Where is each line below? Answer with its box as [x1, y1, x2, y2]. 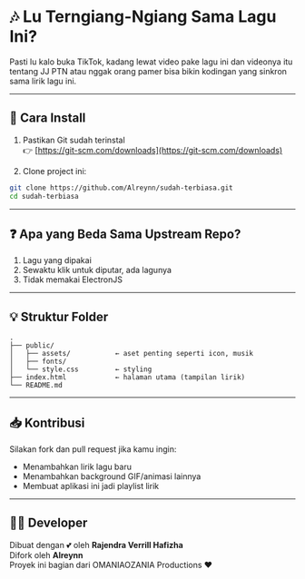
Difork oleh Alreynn [9, 549, 84, 560]
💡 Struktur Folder [9, 309, 109, 324]
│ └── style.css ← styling [9, 365, 152, 374]
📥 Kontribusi [9, 415, 85, 430]
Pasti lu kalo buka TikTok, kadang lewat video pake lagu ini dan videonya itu [9, 56, 293, 67]
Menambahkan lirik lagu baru [22, 461, 132, 472]
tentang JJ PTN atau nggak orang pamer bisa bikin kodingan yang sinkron [9, 65, 288, 76]
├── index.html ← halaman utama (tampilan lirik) [9, 373, 246, 382]
